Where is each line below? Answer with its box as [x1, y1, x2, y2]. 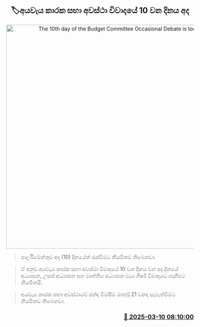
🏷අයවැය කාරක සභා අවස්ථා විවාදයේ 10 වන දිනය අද [11, 5, 189, 16]
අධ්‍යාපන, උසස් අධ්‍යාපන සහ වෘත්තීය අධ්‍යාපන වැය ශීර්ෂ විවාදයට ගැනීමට [20, 272, 186, 279]
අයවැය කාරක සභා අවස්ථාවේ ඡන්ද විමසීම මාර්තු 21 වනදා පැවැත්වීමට [20, 291, 176, 298]
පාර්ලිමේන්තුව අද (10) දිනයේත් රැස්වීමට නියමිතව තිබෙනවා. [20, 253, 156, 260]
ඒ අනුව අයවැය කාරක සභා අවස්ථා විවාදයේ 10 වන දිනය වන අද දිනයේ [20, 265, 179, 272]
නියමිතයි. [20, 279, 43, 286]
